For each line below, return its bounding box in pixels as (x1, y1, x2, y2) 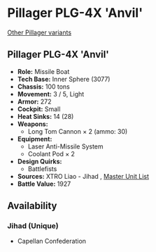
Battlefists (27, 164, 57, 173)
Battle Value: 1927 (17, 179, 71, 188)
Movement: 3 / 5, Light (17, 89, 85, 98)
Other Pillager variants (7, 28, 72, 37)
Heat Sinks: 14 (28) (17, 112, 74, 120)
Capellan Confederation (17, 237, 86, 246)
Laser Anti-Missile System (27, 142, 104, 151)
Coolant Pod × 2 (27, 149, 76, 158)
